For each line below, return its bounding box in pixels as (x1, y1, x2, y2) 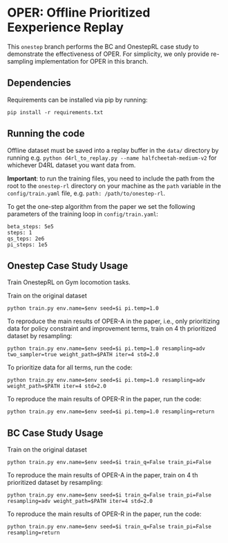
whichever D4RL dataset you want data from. (7, 160, 136, 169)
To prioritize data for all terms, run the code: (7, 363, 133, 371)
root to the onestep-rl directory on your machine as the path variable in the (7, 181, 221, 190)
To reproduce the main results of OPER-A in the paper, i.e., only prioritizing (7, 317, 220, 326)
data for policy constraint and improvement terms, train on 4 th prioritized (7, 324, 216, 333)
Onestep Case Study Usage (7, 259, 129, 271)
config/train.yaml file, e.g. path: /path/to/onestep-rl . (7, 189, 166, 197)
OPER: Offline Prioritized (7, 5, 151, 21)
